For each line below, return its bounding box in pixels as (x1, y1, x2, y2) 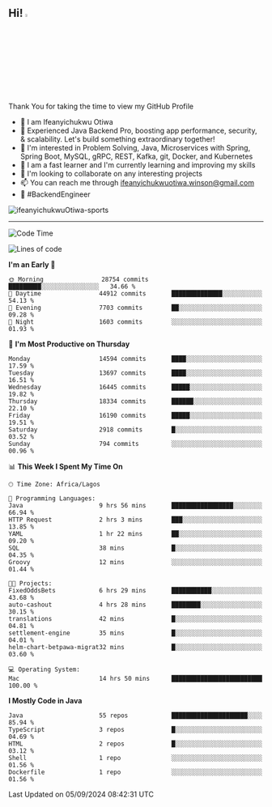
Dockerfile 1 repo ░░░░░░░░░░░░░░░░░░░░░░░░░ (8, 768, 263, 776)
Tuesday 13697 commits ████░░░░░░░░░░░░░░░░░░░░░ (8, 368, 263, 377)
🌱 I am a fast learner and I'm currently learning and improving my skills (19, 159, 256, 169)
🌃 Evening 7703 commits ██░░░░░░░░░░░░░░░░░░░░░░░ (8, 304, 263, 312)
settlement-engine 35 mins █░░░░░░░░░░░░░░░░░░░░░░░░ (8, 629, 263, 637)
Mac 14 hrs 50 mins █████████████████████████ (8, 674, 263, 682)
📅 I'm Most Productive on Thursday (8, 339, 130, 349)
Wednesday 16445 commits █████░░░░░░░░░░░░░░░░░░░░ (8, 383, 263, 391)
